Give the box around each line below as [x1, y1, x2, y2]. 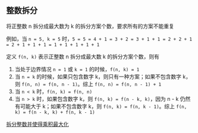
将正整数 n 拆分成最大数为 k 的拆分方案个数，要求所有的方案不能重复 [6, 23, 174, 30]
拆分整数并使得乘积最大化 [6, 121, 69, 128]
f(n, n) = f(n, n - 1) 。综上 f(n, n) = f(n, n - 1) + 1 [21, 80, 162, 87]
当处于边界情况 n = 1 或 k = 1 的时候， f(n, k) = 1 [14, 65, 140, 72]
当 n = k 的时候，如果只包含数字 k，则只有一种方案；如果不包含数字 [14, 73, 182, 80]
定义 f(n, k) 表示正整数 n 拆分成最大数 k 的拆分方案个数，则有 [6, 53, 159, 60]
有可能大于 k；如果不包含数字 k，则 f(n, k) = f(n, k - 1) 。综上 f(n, [14, 103, 187, 110]
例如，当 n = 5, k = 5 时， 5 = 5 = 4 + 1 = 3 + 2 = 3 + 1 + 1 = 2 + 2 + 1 [6, 35, 192, 42]
